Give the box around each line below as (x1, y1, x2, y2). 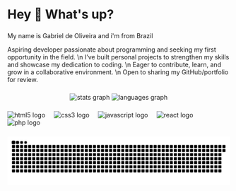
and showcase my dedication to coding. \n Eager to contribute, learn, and (7, 60, 221, 69)
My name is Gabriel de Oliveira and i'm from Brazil (7, 32, 153, 40)
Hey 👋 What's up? (7, 6, 114, 23)
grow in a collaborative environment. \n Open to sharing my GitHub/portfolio (7, 68, 229, 76)
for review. (7, 76, 38, 84)
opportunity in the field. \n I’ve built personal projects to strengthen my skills (7, 53, 230, 62)
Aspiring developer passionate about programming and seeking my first (7, 45, 217, 54)
